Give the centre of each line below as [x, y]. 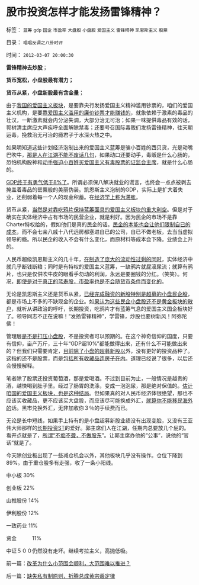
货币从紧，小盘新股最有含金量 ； [45, 92]
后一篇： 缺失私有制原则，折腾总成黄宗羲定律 [61, 576]
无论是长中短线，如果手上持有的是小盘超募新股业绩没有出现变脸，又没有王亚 [99, 420]
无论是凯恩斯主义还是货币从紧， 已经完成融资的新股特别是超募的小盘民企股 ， [99, 294]
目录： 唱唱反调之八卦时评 [35, 42]
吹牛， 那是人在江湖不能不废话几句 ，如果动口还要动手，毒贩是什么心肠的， [102, 155]
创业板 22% [20, 488]
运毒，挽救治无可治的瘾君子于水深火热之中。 [61, 134]
